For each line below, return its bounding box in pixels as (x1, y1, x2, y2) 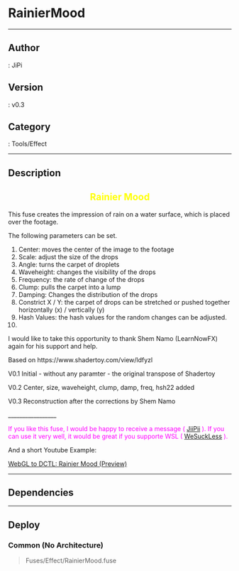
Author (8, 42, 40, 54)
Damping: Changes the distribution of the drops (18, 290, 158, 299)
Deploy (8, 518, 40, 531)
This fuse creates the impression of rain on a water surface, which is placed (8, 210, 230, 218)
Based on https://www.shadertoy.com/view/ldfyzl (8, 355, 153, 364)
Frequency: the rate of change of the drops (18, 275, 145, 283)
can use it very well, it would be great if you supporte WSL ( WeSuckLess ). (8, 432, 228, 440)
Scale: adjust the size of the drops (18, 252, 119, 261)
